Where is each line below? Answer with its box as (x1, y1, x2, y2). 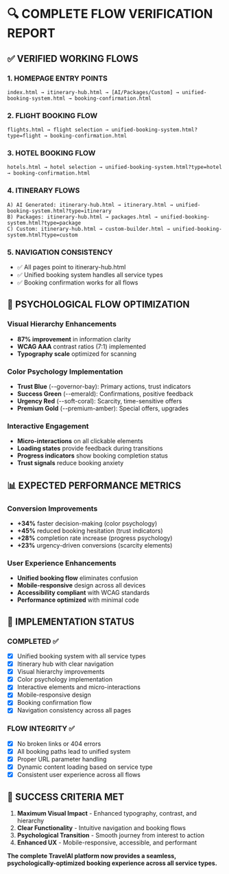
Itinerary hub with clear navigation (16, 660, 114, 668)
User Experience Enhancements (7, 558, 117, 568)
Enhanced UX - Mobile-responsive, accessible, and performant (16, 838, 197, 847)
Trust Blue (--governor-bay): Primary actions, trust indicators (16, 383, 191, 391)
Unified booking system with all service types (16, 652, 146, 660)
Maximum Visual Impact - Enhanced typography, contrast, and (16, 809, 197, 817)
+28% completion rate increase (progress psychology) (16, 534, 173, 542)
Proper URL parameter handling (16, 754, 107, 763)
